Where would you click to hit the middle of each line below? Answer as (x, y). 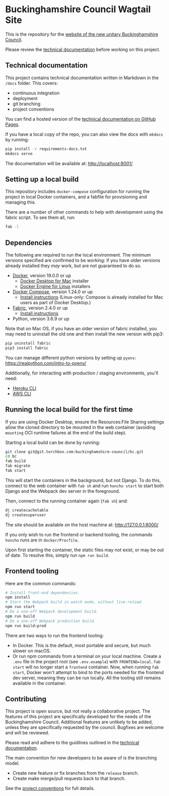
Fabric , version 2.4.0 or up (40, 308)
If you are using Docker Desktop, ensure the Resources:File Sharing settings (85, 422)
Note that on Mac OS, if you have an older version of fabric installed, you (81, 328)
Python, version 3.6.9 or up (41, 319)
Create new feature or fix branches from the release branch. (76, 773)
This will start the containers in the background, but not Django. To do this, (83, 480)
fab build (16, 461)
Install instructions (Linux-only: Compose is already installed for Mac (92, 297)
